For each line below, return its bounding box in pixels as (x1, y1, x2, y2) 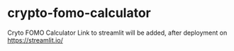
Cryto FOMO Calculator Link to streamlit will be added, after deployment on (7, 28, 228, 37)
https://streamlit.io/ (7, 35, 64, 44)
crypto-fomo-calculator (7, 5, 151, 21)
